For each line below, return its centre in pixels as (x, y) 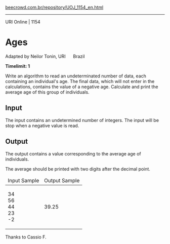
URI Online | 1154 (23, 22)
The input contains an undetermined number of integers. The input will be (82, 120)
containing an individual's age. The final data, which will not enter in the (80, 81)
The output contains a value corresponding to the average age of (73, 153)
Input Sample (24, 180)
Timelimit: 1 (18, 66)
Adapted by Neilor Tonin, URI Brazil (45, 56)
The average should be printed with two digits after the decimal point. (78, 169)
